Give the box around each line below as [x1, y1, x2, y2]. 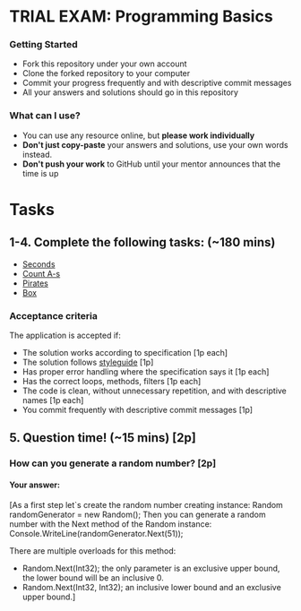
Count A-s [21, 268, 61, 279]
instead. [21, 149, 53, 159]
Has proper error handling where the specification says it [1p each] [21, 366, 270, 377]
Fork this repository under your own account [21, 58, 187, 69]
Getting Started [9, 39, 78, 51]
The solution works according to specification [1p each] [21, 348, 228, 358]
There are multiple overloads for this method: [9, 545, 176, 556]
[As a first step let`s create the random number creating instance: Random [9, 499, 284, 510]
